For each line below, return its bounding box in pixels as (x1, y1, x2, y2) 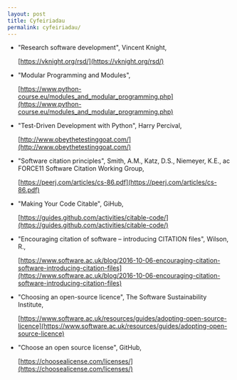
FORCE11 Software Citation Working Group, (17, 164, 144, 173)
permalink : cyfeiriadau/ (7, 24, 81, 31)
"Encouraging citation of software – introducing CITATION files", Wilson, (17, 235, 229, 244)
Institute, (17, 301, 44, 309)
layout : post (7, 10, 46, 18)
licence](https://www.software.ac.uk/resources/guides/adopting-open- (17, 322, 228, 331)
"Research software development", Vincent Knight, (17, 44, 167, 52)
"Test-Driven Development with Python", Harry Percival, (17, 121, 182, 130)
